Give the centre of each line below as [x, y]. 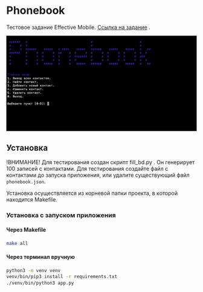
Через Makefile [26, 229]
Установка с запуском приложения [61, 215]
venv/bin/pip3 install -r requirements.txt [62, 277]
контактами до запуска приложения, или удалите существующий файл [98, 175]
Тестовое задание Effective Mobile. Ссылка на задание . [79, 27]
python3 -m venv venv [34, 270]
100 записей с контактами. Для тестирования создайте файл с [87, 169]
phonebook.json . [26, 182]
